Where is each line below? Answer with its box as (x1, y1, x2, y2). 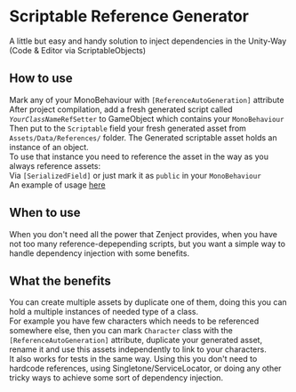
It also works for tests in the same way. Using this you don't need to (9, 354, 258, 364)
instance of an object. (9, 141, 89, 152)
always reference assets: (9, 160, 100, 171)
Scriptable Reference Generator (9, 6, 249, 27)
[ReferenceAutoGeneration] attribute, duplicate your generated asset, (9, 335, 263, 346)
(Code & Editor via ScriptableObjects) (9, 44, 147, 55)
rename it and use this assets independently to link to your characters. (9, 344, 267, 355)
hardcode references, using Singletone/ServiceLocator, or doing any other (9, 363, 282, 374)
